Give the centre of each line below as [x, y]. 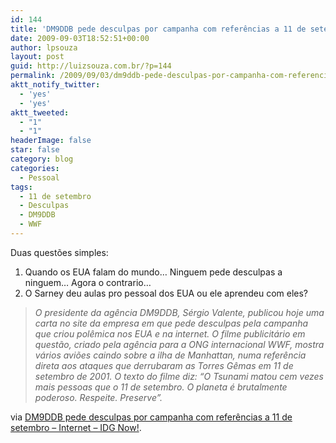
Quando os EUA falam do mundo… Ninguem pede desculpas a [153, 272]
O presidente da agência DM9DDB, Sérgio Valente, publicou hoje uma [179, 312]
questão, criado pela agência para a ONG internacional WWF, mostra [179, 344]
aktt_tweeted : [40, 112]
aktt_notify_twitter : [55, 85]
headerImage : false [51, 141]
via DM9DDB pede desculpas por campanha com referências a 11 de [151, 417]
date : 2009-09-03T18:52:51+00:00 [80, 38]
